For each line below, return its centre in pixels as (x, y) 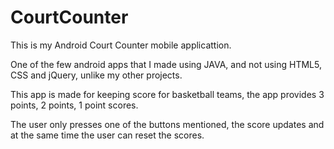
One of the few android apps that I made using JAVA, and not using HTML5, (166, 64)
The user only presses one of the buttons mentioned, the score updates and (167, 124)
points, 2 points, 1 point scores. (74, 105)
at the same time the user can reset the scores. (107, 135)
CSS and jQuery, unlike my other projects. (96, 75)
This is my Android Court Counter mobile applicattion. (121, 45)
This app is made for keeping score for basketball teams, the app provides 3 (167, 94)
